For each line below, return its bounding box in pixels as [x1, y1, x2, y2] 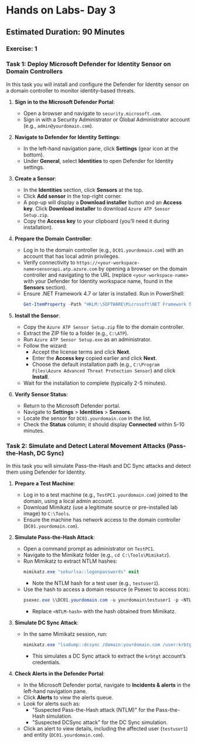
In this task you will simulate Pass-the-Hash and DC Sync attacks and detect [6, 462, 191, 469]
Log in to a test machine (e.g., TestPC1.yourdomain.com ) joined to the [23, 491, 188, 498]
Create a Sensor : [14, 175, 57, 182]
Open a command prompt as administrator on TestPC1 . [23, 545, 155, 552]
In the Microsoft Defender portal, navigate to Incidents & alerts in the [23, 681, 191, 688]
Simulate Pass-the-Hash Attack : [14, 534, 96, 541]
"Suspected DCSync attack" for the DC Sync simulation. [32, 719, 168, 726]
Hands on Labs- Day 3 [6, 4, 116, 17]
